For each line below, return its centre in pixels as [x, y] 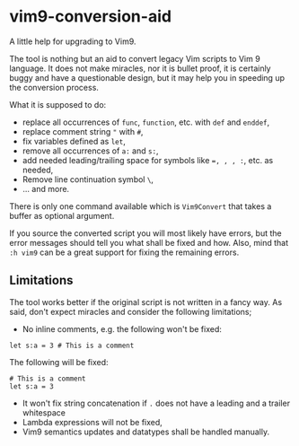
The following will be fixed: [59, 362]
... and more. [46, 188]
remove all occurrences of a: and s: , [90, 151]
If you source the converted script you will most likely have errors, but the [145, 233]
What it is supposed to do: [58, 104]
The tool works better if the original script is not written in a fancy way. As [146, 302]
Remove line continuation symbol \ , [88, 179]
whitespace [44, 412]
